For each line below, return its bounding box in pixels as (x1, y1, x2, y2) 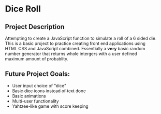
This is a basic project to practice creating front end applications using (5, 41, 146, 46)
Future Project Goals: (5, 70, 70, 78)
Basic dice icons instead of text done (12, 88, 86, 94)
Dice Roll (5, 3, 41, 14)
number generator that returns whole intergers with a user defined (5, 51, 137, 57)
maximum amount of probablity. (5, 56, 69, 61)
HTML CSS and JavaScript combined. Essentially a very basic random (5, 46, 146, 51)
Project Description (5, 23, 65, 31)
